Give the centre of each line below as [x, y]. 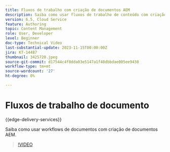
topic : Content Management [34, 29]
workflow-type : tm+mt [28, 66]
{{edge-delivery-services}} [34, 119]
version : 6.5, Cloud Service [36, 19]
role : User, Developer [29, 33]
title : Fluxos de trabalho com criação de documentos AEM [68, 10]
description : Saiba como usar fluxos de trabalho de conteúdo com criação [86, 15]
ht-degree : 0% [20, 76]
